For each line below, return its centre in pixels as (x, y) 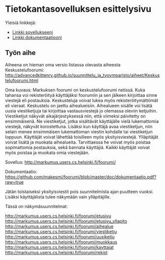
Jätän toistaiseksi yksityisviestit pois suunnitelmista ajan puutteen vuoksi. (79, 191)
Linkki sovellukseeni (32, 32)
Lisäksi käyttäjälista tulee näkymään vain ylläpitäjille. (58, 197)
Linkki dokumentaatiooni (37, 37)
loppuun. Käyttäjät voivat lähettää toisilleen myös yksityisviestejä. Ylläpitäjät (82, 137)
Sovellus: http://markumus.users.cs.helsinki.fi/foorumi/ (61, 162)
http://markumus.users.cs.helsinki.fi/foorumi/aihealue (59, 226)
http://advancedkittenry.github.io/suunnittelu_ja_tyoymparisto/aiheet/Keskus (82, 75)
